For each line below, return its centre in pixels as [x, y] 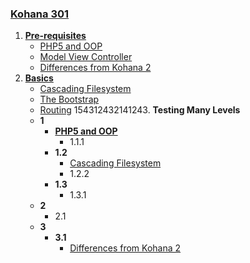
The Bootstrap [69, 99]
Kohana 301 [40, 14]
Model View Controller [86, 57]
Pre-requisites [55, 36]
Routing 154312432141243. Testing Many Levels [140, 110]
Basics [39, 78]
